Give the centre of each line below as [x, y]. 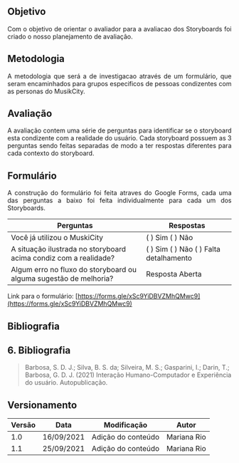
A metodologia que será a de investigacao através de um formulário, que [119, 76]
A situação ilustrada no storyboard [69, 249]
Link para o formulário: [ [43, 296]
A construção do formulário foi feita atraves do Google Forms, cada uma [119, 193]
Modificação [126, 425]
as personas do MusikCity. [46, 91]
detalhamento [169, 258]
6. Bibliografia [39, 351]
